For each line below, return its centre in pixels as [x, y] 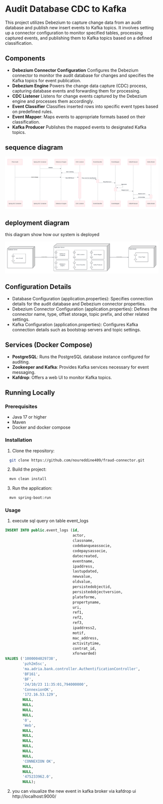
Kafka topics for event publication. [46, 80]
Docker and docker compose [41, 427]
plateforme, [84, 597]
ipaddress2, [84, 628]
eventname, [83, 561]
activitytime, [87, 643]
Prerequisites [21, 406]
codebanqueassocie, [92, 546]
